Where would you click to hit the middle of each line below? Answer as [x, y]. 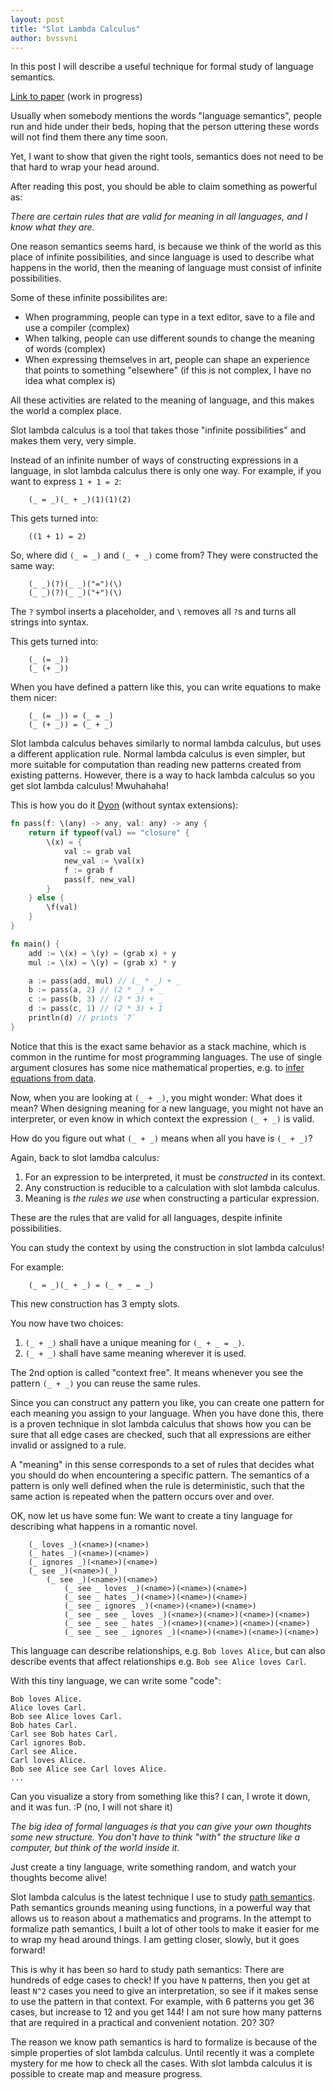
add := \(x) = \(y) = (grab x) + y [102, 953]
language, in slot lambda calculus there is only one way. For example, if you [166, 471]
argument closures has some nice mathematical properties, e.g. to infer [157, 1067]
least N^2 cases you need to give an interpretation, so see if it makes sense [164, 1990]
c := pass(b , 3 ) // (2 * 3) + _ [95, 999]
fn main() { [35, 944]
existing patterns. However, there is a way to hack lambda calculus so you [162, 775]
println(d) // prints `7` [82, 1018]
